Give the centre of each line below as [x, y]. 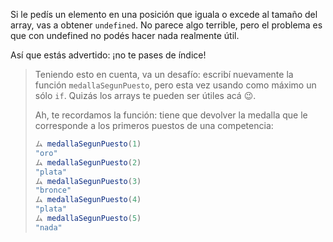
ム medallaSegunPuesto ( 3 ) [88, 181]
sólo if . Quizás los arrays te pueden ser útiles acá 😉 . [145, 95]
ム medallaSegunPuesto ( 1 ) [88, 144]
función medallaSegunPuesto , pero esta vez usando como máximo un [175, 85]
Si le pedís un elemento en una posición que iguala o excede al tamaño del [164, 14]
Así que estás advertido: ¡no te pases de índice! [108, 55]
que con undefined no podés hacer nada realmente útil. [125, 35]
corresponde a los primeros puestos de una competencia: [154, 125]
